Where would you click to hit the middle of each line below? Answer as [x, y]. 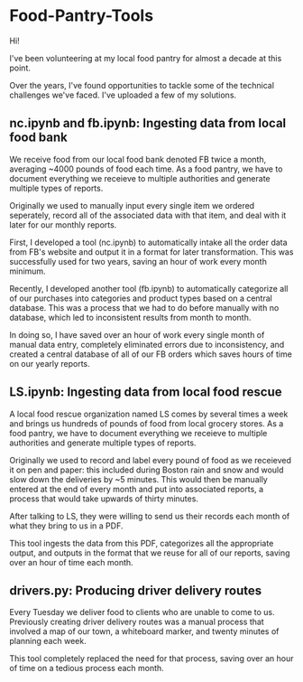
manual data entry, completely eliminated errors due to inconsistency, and [147, 344]
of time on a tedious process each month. [87, 668]
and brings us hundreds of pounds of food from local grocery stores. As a [147, 423]
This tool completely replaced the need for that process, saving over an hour [152, 659]
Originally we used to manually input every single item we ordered [132, 205]
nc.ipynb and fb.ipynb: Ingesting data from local [148, 123]
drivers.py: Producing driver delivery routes [136, 590]
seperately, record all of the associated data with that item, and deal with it [148, 215]
